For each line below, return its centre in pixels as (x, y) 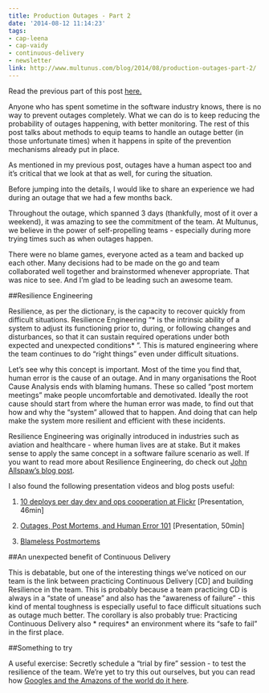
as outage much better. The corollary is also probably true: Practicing (123, 615)
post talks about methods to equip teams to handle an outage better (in (126, 132)
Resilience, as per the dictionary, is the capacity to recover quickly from (127, 311)
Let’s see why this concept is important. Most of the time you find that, (125, 369)
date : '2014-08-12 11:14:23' (57, 23)
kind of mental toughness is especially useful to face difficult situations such (135, 606)
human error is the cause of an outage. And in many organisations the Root (132, 378)
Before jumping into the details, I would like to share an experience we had (131, 189)
